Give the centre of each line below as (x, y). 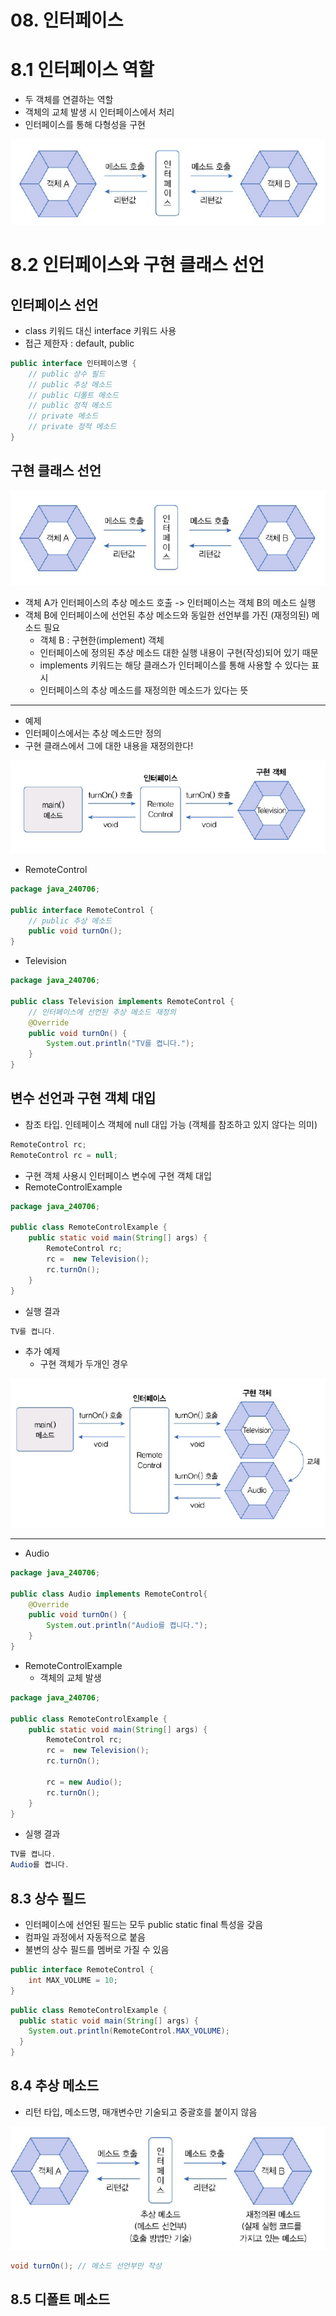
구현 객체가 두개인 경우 (84, 1364)
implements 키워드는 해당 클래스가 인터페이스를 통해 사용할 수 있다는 (174, 665)
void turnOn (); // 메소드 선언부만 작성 (86, 2266)
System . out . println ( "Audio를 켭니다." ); (127, 1626)
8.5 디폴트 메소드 (60, 2299)
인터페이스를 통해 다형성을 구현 (85, 125)
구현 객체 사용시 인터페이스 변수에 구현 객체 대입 (118, 1175)
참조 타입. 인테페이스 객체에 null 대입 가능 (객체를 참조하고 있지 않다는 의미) (171, 1124)
